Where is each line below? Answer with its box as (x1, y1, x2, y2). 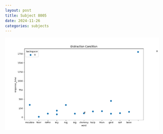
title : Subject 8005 (5, 13, 47, 18)
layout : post (5, 8, 32, 13)
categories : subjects (5, 23, 49, 28)
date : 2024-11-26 (5, 18, 41, 23)
